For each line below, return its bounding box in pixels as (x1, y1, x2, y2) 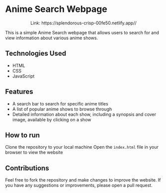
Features (5, 88, 33, 96)
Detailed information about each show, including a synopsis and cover (12, 111, 157, 117)
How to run (5, 131, 40, 139)
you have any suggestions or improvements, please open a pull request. (5, 183, 153, 189)
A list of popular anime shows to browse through (12, 106, 112, 112)
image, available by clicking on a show (12, 116, 91, 122)
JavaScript (12, 73, 35, 79)
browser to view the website (5, 149, 63, 155)
